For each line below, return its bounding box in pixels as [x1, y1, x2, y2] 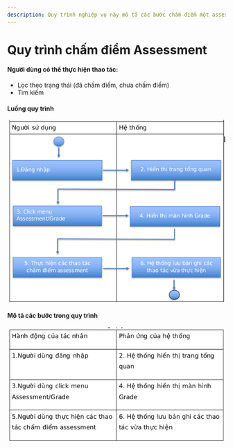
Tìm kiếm [17, 88, 44, 97]
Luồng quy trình [7, 104, 54, 113]
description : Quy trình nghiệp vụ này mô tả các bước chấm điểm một [7, 11, 209, 18]
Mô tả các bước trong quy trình [7, 312, 98, 320]
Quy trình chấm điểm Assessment [7, 42, 207, 58]
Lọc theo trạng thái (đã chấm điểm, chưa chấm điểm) [17, 81, 170, 90]
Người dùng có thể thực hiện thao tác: [7, 65, 119, 74]
